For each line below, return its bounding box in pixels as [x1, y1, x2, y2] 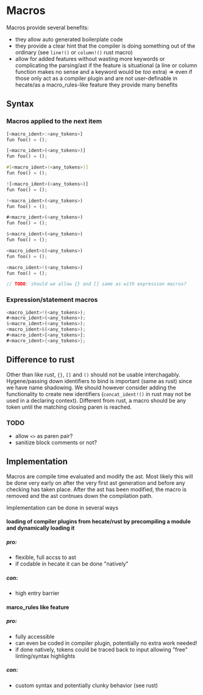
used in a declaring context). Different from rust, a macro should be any [6, 397, 187, 404]
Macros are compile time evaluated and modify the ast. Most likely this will [6, 472, 193, 480]
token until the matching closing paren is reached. [6, 403, 132, 411]
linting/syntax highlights [15, 652, 76, 660]
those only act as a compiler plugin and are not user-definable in [15, 74, 178, 82]
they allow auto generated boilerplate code [15, 35, 123, 43]
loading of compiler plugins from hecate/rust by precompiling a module [6, 518, 191, 525]
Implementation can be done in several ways [6, 504, 119, 511]
